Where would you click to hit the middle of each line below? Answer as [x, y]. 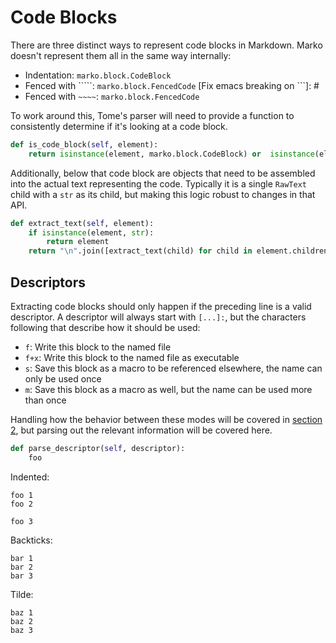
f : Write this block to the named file [98, 347]
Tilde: [22, 594]
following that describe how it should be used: [105, 327]
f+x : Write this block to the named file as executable [132, 357]
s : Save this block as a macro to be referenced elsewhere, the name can [173, 368]
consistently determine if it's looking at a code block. [119, 126]
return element [78, 242]
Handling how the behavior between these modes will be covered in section [166, 419]
